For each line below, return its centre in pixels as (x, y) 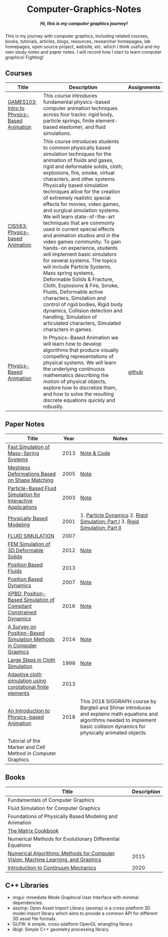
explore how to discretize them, (80, 388)
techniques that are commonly (79, 223)
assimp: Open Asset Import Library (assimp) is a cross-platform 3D (81, 908)
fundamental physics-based (77, 102)
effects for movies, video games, (81, 204)
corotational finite (28, 687)
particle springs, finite (69, 120)
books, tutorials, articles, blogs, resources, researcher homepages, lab (78, 42)
